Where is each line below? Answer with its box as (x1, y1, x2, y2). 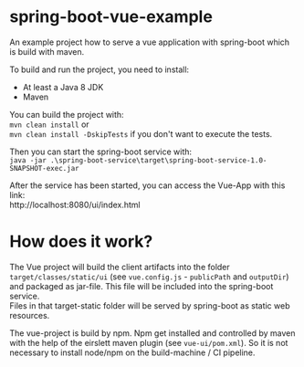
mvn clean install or (9, 119, 89, 130)
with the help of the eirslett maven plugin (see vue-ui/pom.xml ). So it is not (9, 337, 288, 348)
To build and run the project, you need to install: (9, 64, 190, 75)
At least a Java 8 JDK (22, 81, 104, 92)
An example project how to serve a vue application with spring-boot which (9, 37, 290, 47)
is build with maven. (9, 46, 85, 57)
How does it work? (9, 231, 153, 252)
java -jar (9, 155, 47, 165)
